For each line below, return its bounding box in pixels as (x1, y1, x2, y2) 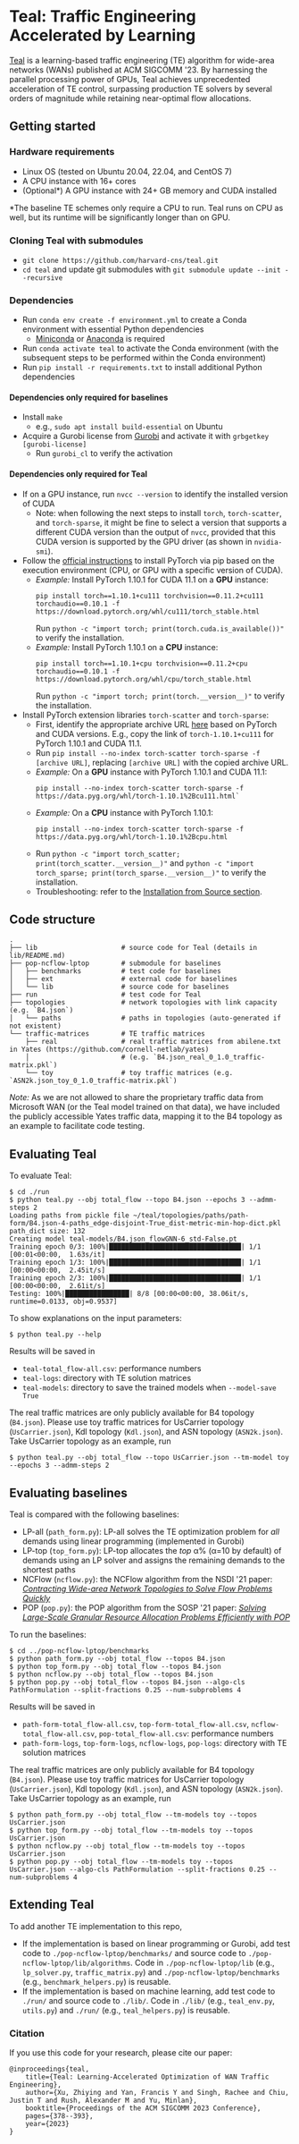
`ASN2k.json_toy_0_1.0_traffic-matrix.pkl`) (9, 1076, 178, 1086)
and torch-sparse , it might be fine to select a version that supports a (35, 517, 287, 528)
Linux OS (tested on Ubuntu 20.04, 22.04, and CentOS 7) (21, 165, 232, 176)
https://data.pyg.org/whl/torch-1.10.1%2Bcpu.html (35, 832, 228, 842)
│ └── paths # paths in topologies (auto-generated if (9, 1013, 281, 1023)
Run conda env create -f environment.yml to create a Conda (21, 315, 247, 326)
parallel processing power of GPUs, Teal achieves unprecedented (9, 73, 251, 84)
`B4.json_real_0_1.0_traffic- (153, 1053, 266, 1062)
